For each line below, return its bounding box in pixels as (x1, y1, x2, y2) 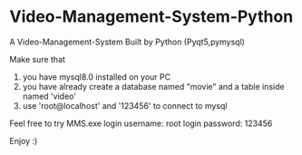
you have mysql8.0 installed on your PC (22, 71, 170, 82)
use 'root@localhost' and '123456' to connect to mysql (22, 100, 228, 111)
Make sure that (9, 53, 66, 64)
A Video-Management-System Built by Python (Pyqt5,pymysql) (9, 36, 245, 47)
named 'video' (22, 91, 77, 102)
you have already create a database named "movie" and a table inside (22, 81, 285, 92)
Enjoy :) (9, 135, 38, 146)
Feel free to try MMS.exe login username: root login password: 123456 (9, 118, 273, 129)
